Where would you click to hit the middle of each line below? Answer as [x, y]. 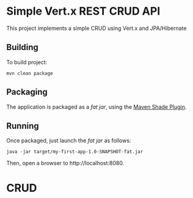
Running [23, 126]
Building [22, 47]
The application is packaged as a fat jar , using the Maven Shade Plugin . [96, 107]
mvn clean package [30, 73]
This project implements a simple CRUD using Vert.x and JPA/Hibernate [96, 28]
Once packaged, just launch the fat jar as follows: [69, 141]
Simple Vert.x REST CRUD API [83, 11]
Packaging [27, 92]
